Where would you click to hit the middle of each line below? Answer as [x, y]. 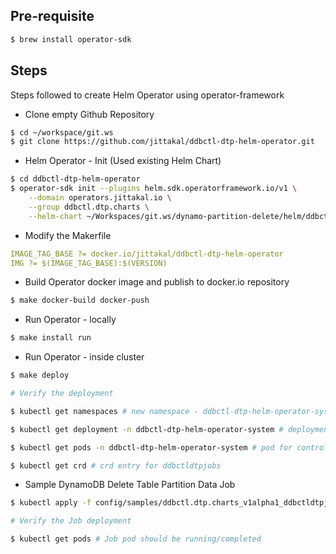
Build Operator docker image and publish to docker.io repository [157, 282]
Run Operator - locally [70, 320]
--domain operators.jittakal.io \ [100, 198]
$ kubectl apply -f [51, 503]
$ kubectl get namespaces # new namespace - [104, 411]
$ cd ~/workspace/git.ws [62, 132]
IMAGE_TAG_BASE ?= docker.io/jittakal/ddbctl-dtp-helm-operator [147, 254]
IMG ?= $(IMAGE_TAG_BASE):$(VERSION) [89, 263]
